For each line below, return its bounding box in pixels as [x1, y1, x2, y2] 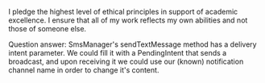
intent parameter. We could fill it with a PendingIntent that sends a [8, 48, 227, 57]
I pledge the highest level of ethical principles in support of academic [8, 7, 238, 16]
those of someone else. [8, 24, 87, 33]
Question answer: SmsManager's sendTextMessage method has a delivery [8, 39, 257, 49]
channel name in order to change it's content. [8, 65, 159, 75]
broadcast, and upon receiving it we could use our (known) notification [8, 56, 244, 66]
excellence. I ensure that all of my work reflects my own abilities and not [8, 15, 248, 25]
